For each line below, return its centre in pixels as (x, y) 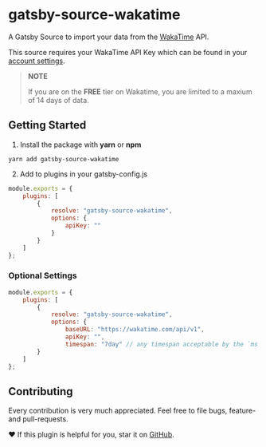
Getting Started (47, 125)
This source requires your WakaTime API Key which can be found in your (128, 52)
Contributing (41, 392)
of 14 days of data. (58, 100)
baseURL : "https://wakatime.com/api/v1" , (135, 330)
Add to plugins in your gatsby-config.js (84, 174)
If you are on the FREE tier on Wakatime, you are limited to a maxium (140, 91)
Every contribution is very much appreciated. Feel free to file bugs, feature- (132, 411)
